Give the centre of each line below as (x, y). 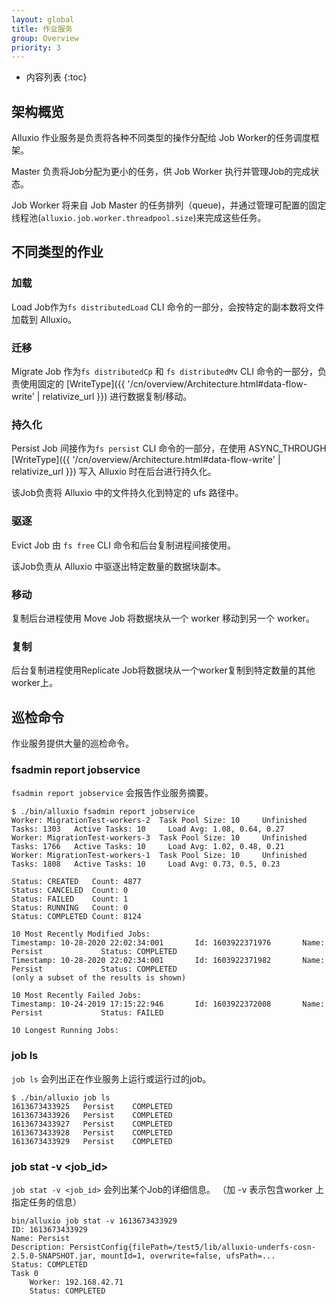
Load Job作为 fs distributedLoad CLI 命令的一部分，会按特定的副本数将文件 (168, 307)
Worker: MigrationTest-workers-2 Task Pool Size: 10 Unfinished (159, 821)
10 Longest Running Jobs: (65, 1031)
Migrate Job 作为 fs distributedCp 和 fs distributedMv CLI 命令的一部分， (164, 372)
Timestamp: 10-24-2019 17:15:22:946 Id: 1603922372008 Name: (168, 1004)
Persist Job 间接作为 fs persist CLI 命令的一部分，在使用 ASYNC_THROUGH (169, 448)
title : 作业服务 (42, 29)
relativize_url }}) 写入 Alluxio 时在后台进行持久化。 (114, 472)
